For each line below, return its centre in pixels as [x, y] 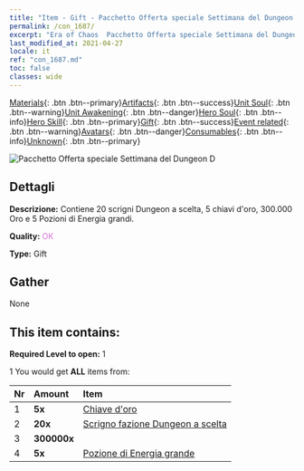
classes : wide [36, 77]
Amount [51, 394]
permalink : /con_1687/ [52, 26]
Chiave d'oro [110, 409]
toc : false [30, 69]
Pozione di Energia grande [139, 454]
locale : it [30, 52]
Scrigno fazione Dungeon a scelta [155, 424]
